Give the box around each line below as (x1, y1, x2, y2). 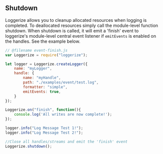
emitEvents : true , (23, 89, 61, 94)
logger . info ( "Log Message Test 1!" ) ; (5, 126, 83, 131)
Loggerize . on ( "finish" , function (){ (5, 107, 81, 112)
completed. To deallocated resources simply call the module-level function (5, 22, 158, 28)
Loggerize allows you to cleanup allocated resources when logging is (5, 17, 147, 23)
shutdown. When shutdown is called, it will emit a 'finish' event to (5, 27, 139, 34)
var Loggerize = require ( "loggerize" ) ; (5, 52, 88, 58)
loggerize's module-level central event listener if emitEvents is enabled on (5, 33, 157, 39)
